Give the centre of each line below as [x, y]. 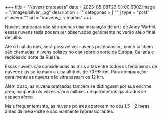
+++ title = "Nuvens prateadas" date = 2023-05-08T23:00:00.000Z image [80, 7]
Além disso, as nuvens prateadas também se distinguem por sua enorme [79, 86]
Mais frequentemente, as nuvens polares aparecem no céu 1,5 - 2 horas [77, 106]
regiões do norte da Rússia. [33, 57]
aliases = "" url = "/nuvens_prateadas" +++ [49, 17]
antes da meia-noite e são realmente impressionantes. [60, 111]
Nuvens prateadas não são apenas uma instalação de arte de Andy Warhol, [81, 27]
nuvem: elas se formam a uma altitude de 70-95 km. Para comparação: [76, 72]
